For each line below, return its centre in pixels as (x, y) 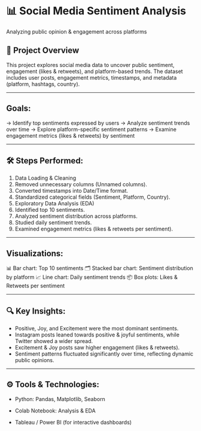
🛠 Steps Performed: (45, 161)
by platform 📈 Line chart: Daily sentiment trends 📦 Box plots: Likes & (92, 277)
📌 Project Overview (43, 51)
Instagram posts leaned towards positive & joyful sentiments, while (97, 335)
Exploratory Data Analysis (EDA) (54, 204)
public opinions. (35, 360)
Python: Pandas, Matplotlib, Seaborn (60, 399)
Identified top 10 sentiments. (50, 210)
